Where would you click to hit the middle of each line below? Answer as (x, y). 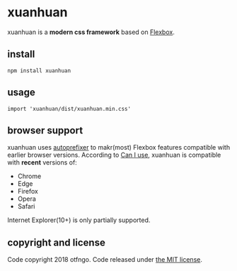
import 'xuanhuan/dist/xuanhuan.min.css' (69, 109)
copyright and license (57, 242)
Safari (26, 206)
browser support (45, 130)
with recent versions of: (42, 162)
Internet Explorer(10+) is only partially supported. (79, 220)
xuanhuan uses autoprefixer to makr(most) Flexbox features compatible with (119, 148)
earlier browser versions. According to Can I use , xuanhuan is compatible (114, 155)
